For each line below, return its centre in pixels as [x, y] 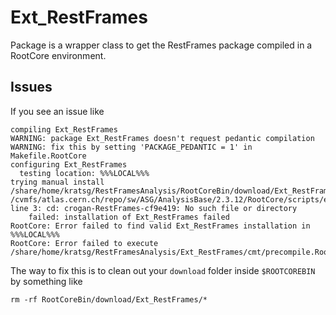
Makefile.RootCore [48, 156]
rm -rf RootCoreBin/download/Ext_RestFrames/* [109, 299]
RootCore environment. [58, 55]
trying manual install [57, 182]
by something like [46, 281]
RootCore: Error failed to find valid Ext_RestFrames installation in [160, 226]
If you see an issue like [57, 111]
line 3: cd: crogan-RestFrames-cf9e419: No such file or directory [154, 208]
